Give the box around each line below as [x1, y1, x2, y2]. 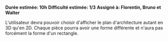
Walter [5, 10, 20, 16]
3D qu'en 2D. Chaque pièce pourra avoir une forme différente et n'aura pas [5, 25, 163, 31]
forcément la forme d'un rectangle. [5, 30, 79, 36]
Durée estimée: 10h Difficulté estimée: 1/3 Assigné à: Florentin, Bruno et [5, 5, 161, 10]
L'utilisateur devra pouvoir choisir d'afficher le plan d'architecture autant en [5, 20, 163, 25]
